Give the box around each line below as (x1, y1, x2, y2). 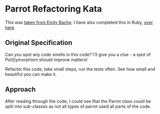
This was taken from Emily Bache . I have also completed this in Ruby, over (5, 19, 153, 25)
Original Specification (5, 39, 73, 47)
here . (5, 24, 16, 30)
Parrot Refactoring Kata (5, 3, 102, 15)
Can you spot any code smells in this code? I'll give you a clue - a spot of (5, 51, 151, 57)
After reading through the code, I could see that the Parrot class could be (5, 98, 151, 104)
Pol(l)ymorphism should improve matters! (5, 57, 88, 63)
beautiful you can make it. (5, 71, 57, 77)
